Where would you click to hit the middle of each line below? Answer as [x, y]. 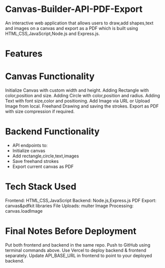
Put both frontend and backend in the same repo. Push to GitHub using [78, 245]
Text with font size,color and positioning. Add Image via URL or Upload [78, 101]
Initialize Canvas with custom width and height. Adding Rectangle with [77, 90]
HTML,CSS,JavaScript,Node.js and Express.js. [53, 33]
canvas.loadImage [24, 211]
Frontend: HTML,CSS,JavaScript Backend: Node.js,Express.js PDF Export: [81, 200]
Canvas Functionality [50, 76]
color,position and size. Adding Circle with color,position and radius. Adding [83, 96]
